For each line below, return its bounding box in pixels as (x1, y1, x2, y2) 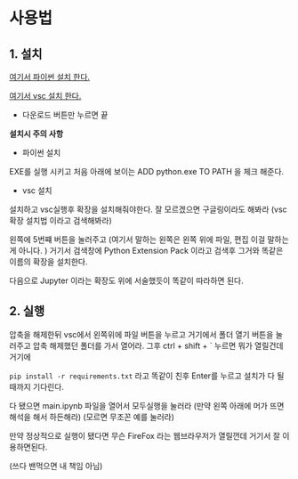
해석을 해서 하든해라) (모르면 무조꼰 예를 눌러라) (9, 411, 175, 422)
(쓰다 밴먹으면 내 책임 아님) (9, 460, 103, 471)
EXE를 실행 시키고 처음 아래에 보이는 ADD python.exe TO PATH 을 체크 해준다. (9, 166, 285, 176)
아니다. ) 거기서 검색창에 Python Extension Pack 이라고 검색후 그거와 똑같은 (18, 246, 284, 256)
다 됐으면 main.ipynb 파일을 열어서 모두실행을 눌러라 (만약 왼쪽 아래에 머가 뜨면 (9, 400, 285, 410)
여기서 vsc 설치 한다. (9, 91, 82, 101)
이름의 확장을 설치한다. (9, 256, 88, 267)
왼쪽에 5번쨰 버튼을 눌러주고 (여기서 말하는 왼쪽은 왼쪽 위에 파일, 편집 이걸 (9, 234, 266, 245)
